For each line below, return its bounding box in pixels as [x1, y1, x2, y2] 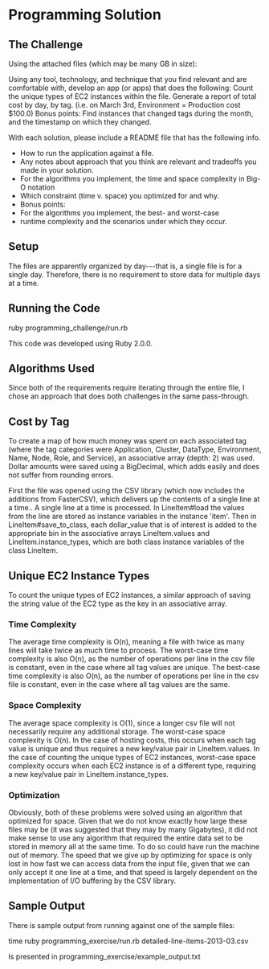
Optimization [8, 789, 60, 800]
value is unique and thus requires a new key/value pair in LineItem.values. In [8, 743, 260, 753]
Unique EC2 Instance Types [8, 569, 150, 583]
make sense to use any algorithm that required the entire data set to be [8, 833, 243, 843]
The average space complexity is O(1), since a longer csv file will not [8, 718, 235, 728]
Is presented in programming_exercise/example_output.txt [8, 951, 201, 961]
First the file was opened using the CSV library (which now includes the [8, 486, 245, 496]
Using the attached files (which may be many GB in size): [8, 59, 198, 68]
